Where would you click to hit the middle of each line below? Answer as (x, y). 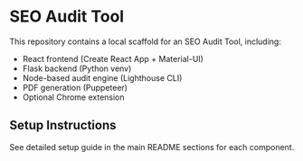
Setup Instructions (63, 125)
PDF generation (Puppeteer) (75, 87)
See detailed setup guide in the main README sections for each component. (152, 147)
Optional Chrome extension (73, 97)
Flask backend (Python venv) (77, 68)
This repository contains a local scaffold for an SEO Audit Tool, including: (146, 41)
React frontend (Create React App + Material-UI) (113, 58)
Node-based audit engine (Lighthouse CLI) (102, 77)
